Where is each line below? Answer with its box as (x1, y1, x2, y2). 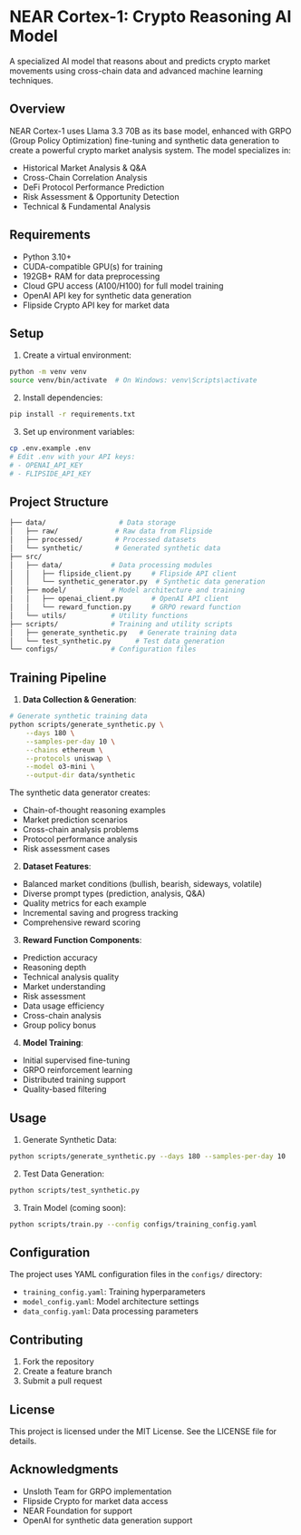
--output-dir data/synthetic (25, 771, 136, 780)
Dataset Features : (22, 861, 92, 872)
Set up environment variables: (22, 427, 135, 437)
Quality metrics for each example (22, 898, 147, 909)
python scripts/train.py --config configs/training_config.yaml (9, 1219, 257, 1229)
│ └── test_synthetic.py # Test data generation (9, 636, 225, 645)
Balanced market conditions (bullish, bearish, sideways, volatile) (22, 879, 263, 890)
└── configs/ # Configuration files (9, 645, 197, 654)
